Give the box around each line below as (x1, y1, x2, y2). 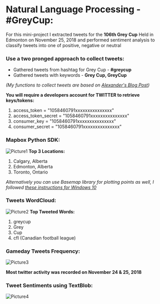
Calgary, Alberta (13, 158, 48, 164)
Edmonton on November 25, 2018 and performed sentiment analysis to (6, 37, 155, 43)
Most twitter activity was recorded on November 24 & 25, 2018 (6, 269, 142, 275)
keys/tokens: (6, 97, 35, 103)
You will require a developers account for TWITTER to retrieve (6, 92, 140, 98)
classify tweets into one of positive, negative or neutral (6, 42, 122, 48)
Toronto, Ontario (13, 169, 48, 175)
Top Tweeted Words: (29, 208, 75, 214)
